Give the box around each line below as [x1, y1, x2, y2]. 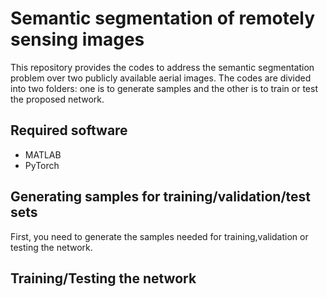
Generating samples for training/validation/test [10, 188, 312, 206]
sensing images [10, 28, 145, 51]
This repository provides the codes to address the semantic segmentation [10, 61, 315, 73]
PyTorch [24, 159, 60, 171]
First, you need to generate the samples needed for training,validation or [10, 230, 309, 242]
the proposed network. [10, 93, 105, 105]
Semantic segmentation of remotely [10, 7, 316, 30]
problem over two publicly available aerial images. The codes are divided [10, 72, 312, 84]
